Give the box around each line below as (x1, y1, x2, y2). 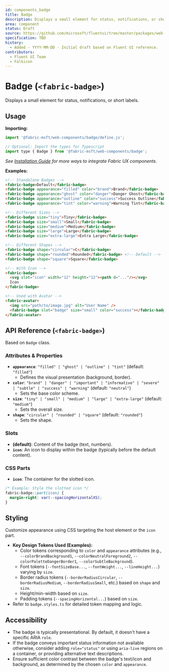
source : (5, 31, 22, 36)
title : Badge (5, 12, 33, 17)
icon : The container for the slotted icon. (12, 476, 95, 482)
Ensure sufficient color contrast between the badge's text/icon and (12, 656, 152, 662)
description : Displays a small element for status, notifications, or (5, 17, 156, 22)
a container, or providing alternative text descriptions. (12, 651, 124, 657)
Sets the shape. (20, 417, 53, 423)
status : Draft (5, 26, 35, 31)
